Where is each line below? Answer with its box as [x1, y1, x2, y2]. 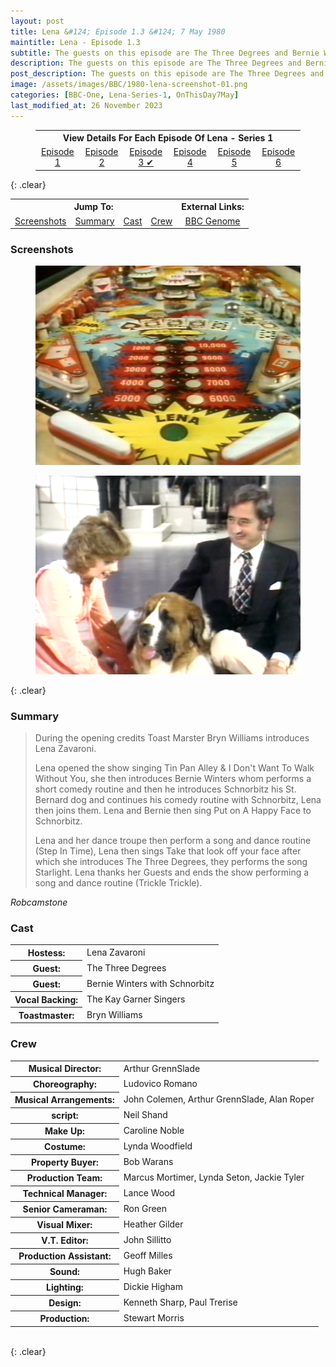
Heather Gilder [123, 1218, 184, 1230]
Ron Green [123, 1203, 168, 1215]
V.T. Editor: [41, 1235, 89, 1247]
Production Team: [26, 1172, 103, 1184]
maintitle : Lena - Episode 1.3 [10, 37, 141, 47]
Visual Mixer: [36, 1219, 93, 1231]
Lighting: [46, 1281, 84, 1294]
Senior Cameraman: [22, 1203, 108, 1215]
